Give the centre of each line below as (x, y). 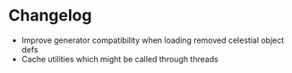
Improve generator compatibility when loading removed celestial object (153, 40)
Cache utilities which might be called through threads (120, 59)
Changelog (50, 16)
